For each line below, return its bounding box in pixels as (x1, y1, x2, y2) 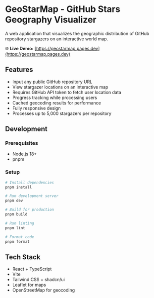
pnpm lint (5, 225, 26, 230)
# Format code (5, 234, 35, 239)
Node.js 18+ (12, 151, 37, 157)
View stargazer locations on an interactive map (12, 84, 108, 90)
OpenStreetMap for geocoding (12, 287, 75, 293)
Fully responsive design (12, 105, 61, 111)
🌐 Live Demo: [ (5, 45, 37, 51)
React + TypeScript (12, 266, 52, 272)
